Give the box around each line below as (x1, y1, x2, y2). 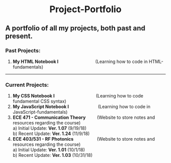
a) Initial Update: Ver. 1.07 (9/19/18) (12, 125, 87, 132)
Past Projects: (5, 47, 41, 54)
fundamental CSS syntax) (12, 98, 67, 105)
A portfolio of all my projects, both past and (5, 24, 146, 32)
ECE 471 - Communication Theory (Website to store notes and (12, 114, 155, 120)
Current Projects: (5, 81, 49, 88)
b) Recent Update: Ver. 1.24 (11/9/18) (12, 131, 90, 137)
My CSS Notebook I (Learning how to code (12, 93, 144, 99)
